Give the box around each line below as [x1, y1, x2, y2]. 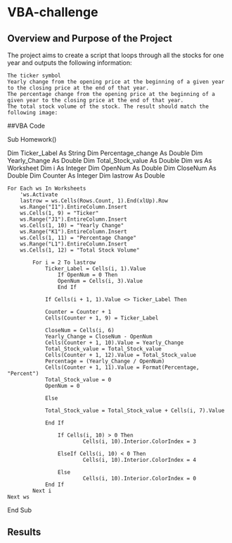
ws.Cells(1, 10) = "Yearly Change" [20, 222, 124, 229]
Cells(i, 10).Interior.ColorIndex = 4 [82, 456, 197, 463]
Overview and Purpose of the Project [7, 32, 172, 44]
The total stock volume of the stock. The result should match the [7, 103, 210, 110]
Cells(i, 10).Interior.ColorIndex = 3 [82, 438, 197, 445]
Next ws [7, 494, 30, 501]
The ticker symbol [7, 72, 61, 79]
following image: [7, 109, 58, 116]
